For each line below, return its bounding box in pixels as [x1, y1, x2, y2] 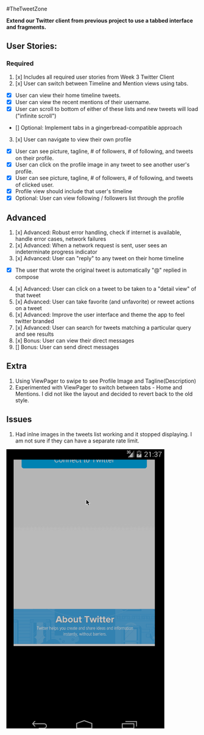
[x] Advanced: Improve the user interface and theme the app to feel [15, 311, 185, 319]
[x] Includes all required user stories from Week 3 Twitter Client [15, 73, 175, 80]
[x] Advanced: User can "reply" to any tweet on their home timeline [15, 255, 185, 261]
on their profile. [15, 154, 54, 162]
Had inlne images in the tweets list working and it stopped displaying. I [15, 430, 192, 438]
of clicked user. [15, 181, 54, 188]
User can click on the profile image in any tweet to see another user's [15, 161, 190, 168]
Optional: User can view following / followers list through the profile [15, 194, 185, 202]
